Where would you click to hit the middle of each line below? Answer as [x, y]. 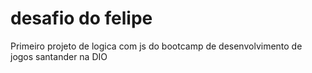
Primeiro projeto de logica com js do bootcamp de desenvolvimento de [156, 46]
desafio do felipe [81, 18]
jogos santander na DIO [59, 56]
